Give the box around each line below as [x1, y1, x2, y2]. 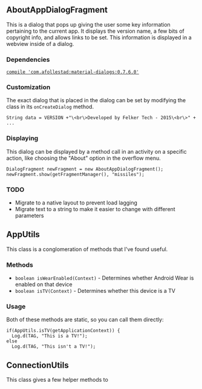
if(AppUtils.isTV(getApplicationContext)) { [6, 328, 120, 334]
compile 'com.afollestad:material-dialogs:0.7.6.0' [6, 69, 139, 75]
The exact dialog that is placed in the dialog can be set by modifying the [6, 97, 186, 104]
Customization [6, 83, 51, 91]
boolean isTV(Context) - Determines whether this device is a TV [15, 287, 175, 295]
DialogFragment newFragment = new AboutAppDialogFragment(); [6, 166, 164, 172]
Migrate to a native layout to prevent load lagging [15, 199, 138, 206]
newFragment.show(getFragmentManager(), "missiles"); [6, 171, 145, 177]
